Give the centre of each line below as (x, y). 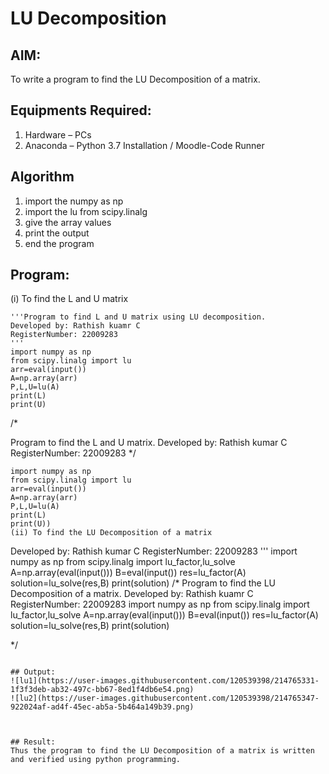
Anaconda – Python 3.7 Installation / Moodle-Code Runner (144, 145)
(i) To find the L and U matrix (69, 299)
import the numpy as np (74, 201)
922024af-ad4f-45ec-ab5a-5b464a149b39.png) (102, 707)
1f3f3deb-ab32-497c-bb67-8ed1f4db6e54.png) (102, 690)
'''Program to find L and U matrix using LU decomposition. (138, 317)
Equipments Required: (81, 110)
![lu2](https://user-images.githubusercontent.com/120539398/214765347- (165, 698)
